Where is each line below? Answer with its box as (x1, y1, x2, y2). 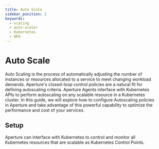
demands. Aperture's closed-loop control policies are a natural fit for (5, 81, 142, 87)
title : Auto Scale (5, 7, 42, 12)
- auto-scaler (9, 25, 38, 30)
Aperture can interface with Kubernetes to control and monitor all (5, 134, 136, 140)
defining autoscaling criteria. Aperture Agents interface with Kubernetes (5, 86, 150, 92)
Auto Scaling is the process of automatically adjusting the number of (5, 71, 142, 77)
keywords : (5, 16, 25, 21)
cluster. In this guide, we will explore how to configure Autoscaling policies (5, 97, 155, 102)
